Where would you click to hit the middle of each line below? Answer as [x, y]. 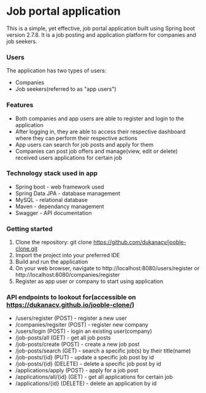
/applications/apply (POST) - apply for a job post [77, 370]
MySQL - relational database [51, 200]
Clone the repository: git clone [53, 242]
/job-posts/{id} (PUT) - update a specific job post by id [85, 357]
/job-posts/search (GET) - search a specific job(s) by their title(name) [103, 351]
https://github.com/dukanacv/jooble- [139, 242]
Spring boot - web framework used [59, 187]
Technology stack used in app [52, 173]
